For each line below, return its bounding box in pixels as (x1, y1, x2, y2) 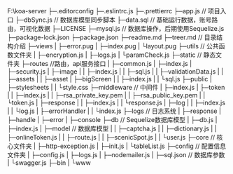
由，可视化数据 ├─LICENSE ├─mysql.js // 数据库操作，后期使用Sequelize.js (7, 25, 225, 32)
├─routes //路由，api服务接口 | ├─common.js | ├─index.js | (20, 60, 192, 67)
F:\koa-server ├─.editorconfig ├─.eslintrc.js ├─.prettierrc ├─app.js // (7, 7, 206, 15)
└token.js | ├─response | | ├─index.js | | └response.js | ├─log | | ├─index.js (7, 98, 226, 107)
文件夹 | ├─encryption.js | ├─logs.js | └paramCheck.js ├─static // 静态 (13, 51, 216, 59)
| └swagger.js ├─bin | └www (7, 159, 91, 167)
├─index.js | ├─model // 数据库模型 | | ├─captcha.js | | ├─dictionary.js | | (7, 124, 217, 133)
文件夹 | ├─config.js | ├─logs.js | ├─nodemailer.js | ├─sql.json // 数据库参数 (7, 151, 225, 159)
